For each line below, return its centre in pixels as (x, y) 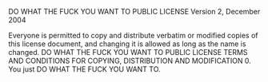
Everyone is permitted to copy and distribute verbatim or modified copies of (133, 35)
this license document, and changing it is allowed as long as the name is (127, 44)
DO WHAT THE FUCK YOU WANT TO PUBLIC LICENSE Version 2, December (134, 12)
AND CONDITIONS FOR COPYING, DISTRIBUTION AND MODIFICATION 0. (130, 61)
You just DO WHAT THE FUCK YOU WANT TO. (85, 69)
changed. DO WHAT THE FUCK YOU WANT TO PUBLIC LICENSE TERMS (128, 52)
